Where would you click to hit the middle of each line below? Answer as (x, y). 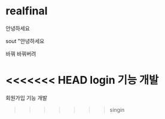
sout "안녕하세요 (25, 41)
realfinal (27, 11)
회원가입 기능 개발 (26, 97)
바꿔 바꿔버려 (21, 54)
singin (117, 109)
